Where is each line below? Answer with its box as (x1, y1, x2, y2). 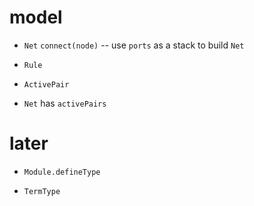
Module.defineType (23, 167, 101, 177)
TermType (23, 186, 61, 196)
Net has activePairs (23, 97, 107, 109)
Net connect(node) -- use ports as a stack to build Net (23, 39, 245, 51)
